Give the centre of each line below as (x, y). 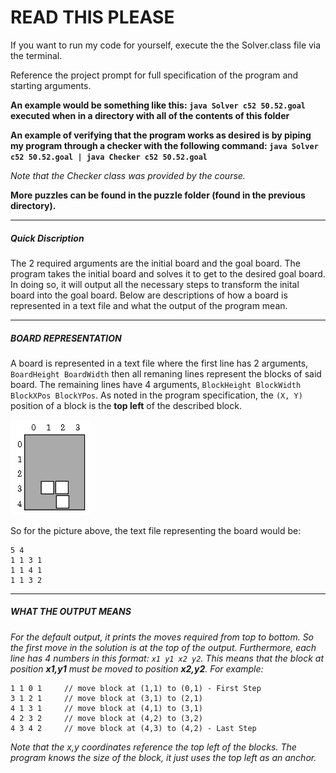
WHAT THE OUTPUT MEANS (71, 612)
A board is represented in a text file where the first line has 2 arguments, (159, 363)
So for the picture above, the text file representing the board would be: (156, 530)
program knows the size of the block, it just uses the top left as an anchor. (163, 757)
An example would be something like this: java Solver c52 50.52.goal (158, 105)
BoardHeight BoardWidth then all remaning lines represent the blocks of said (166, 373)
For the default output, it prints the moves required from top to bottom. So (162, 637)
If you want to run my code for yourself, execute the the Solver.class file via (166, 45)
